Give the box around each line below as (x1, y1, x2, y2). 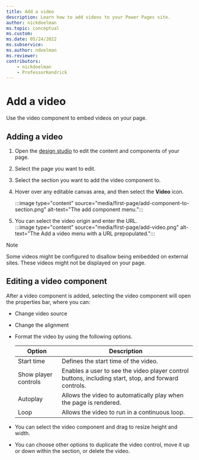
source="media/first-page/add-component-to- (75, 200, 190, 206)
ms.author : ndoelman (6, 47, 57, 53)
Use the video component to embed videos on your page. (6, 114, 147, 122)
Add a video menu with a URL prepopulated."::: (40, 230, 155, 237)
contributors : (6, 58, 41, 64)
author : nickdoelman (6, 20, 57, 25)
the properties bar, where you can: (6, 298, 91, 305)
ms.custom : (6, 31, 33, 37)
